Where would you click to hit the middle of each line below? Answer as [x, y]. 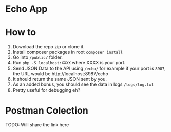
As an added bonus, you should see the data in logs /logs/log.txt [83, 84]
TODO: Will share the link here [37, 125]
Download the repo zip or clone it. [49, 47]
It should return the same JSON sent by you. [60, 79]
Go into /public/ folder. [37, 57]
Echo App [26, 9]
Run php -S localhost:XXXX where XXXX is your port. [69, 63]
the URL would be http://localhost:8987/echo [61, 74]
